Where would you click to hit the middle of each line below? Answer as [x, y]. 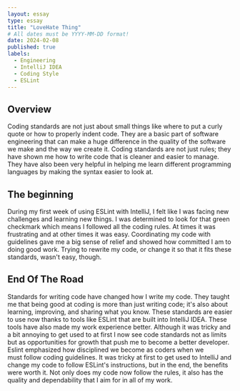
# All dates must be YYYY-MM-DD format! [69, 34]
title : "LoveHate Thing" [44, 27]
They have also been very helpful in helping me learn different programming [119, 164]
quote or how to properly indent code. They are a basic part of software [113, 134]
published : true [31, 47]
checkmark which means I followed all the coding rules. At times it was [111, 227]
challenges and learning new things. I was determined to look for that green [119, 219]
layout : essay [29, 14]
